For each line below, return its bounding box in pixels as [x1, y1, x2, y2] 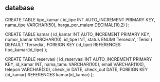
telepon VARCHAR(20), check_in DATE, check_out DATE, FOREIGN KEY [5, 66, 148, 72]
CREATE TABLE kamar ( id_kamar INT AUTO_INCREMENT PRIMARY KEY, [5, 31, 151, 37]
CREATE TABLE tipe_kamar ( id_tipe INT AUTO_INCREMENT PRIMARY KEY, [5, 16, 156, 22]
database [5, 4, 35, 12]
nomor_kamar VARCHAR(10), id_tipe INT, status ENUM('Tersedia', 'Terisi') [5, 36, 152, 42]
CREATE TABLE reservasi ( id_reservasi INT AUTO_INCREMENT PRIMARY [5, 56, 152, 62]
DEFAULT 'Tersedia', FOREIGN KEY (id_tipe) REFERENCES [5, 41, 121, 48]
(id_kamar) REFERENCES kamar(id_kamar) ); [5, 71, 94, 77]
